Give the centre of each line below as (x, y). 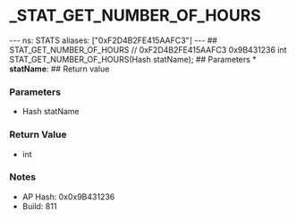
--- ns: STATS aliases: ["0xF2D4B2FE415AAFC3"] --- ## (113, 40)
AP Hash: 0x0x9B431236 (68, 197)
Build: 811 (39, 206)
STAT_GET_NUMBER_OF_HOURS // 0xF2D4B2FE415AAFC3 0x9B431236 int (148, 49)
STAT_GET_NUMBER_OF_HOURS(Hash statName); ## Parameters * (133, 59)
